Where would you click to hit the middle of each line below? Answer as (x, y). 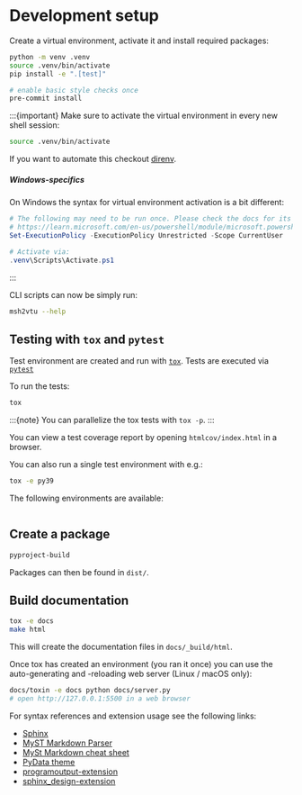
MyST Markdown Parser (67, 743)
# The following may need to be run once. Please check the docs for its (151, 219)
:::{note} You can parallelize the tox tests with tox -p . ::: (112, 420)
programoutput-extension (70, 772)
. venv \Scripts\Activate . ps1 (62, 260)
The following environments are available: (86, 498)
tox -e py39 (31, 481)
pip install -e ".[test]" (58, 74)
